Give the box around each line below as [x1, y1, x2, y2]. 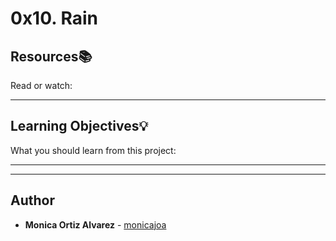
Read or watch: [10, 80, 73, 91]
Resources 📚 [10, 48, 93, 65]
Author [10, 192, 55, 209]
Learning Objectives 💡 [10, 118, 149, 135]
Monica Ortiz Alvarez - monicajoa [24, 218, 167, 231]
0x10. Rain [10, 7, 98, 30]
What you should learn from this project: [10, 144, 177, 156]
